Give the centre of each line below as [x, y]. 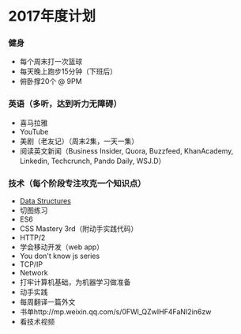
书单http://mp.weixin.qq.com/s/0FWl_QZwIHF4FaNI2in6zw [115, 312]
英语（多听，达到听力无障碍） [65, 104]
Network [34, 273]
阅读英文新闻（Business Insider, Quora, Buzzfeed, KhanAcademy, [126, 150]
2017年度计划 [52, 16]
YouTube [34, 131]
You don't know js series [60, 256]
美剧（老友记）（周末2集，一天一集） [79, 141]
